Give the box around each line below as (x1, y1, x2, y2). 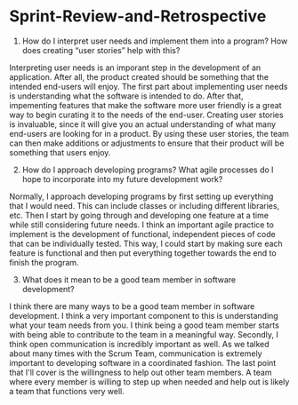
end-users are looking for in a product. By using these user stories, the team (9, 128, 289, 139)
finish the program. (9, 257, 79, 267)
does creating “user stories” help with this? (21, 44, 181, 55)
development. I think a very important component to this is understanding (9, 310, 278, 321)
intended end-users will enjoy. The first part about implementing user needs (9, 81, 288, 91)
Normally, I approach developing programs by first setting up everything (9, 191, 274, 202)
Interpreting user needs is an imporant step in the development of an (9, 62, 262, 73)
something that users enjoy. (9, 147, 111, 157)
